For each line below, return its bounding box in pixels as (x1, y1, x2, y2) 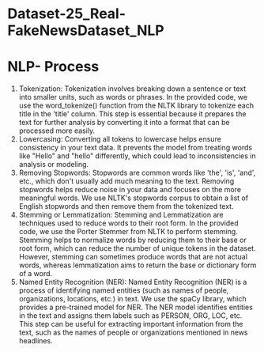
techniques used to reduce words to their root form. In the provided (18, 218, 239, 228)
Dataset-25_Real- (7, 5, 126, 23)
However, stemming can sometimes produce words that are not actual (18, 252, 248, 262)
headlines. (18, 336, 53, 346)
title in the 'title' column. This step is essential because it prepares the (18, 109, 247, 119)
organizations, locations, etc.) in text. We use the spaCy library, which (18, 294, 247, 304)
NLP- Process (7, 58, 100, 76)
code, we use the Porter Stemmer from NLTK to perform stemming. (18, 227, 238, 237)
